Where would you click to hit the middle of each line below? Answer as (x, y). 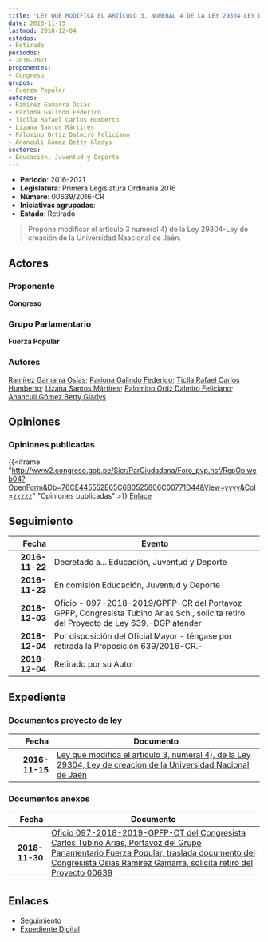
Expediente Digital (49, 928)
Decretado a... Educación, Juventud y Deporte (141, 563)
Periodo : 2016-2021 (52, 180)
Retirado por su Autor (95, 664)
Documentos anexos (49, 799)
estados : (23, 38)
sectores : (25, 150)
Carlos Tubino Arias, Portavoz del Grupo (126, 843)
